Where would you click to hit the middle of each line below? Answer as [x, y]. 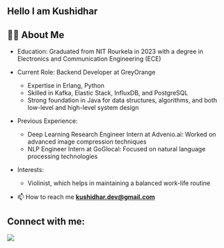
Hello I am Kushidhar [52, 11]
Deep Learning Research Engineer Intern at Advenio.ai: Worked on [122, 135]
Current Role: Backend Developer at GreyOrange [86, 73]
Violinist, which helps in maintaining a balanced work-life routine [119, 183]
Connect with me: [46, 221]
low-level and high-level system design [83, 108]
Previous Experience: [47, 121]
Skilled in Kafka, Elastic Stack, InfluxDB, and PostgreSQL [108, 93]
